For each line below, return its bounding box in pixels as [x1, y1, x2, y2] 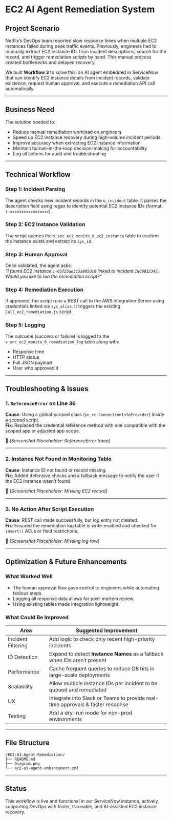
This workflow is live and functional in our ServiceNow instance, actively [5, 798, 158, 804]
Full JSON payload [12, 359, 52, 365]
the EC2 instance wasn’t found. [5, 478, 72, 484]
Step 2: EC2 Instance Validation [5, 221, 85, 228]
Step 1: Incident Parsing [5, 186, 66, 193]
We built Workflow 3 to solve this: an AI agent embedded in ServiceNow [5, 69, 158, 75]
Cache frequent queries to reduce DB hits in [49, 665, 155, 672]
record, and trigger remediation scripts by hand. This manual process [5, 54, 152, 60]
